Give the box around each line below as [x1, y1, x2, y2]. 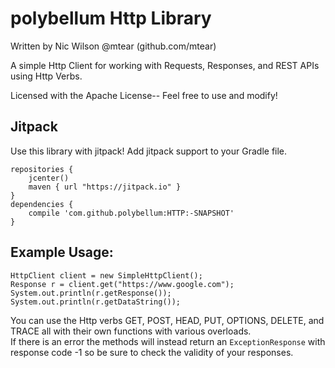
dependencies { [10, 199, 74, 209]
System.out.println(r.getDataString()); [10, 297, 182, 307]
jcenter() [28, 173, 70, 183]
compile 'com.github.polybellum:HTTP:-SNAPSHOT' [28, 208, 235, 218]
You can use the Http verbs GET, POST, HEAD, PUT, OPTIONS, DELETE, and [10, 314, 325, 326]
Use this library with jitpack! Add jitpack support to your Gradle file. [10, 145, 288, 157]
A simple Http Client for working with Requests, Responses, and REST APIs [10, 59, 320, 71]
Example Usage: [10, 244, 114, 261]
